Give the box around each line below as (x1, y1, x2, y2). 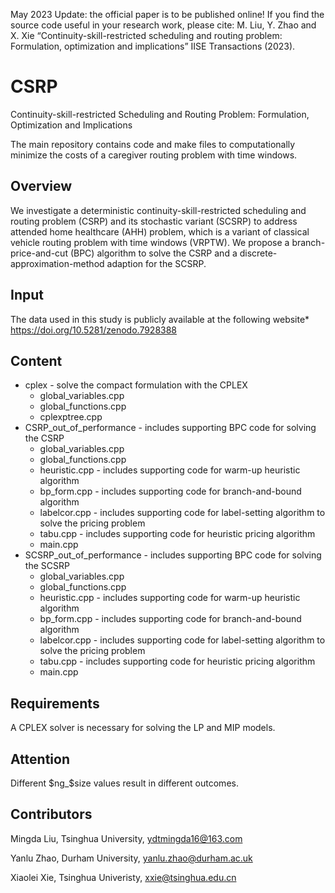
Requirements (10, 695, 100, 712)
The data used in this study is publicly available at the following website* (10, 313, 310, 325)
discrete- (239, 247, 278, 259)
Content (10, 352, 63, 369)
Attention (10, 750, 70, 768)
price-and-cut (10, 247, 68, 259)
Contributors (10, 806, 93, 823)
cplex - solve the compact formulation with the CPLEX (24, 379, 248, 391)
